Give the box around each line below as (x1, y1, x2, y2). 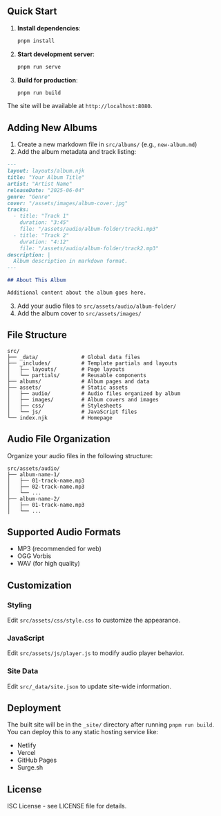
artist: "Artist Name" (7, 180, 73, 187)
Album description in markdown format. (13, 258, 128, 265)
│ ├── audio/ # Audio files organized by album (7, 390, 181, 397)
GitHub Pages (17, 756, 57, 765)
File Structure (7, 329, 67, 341)
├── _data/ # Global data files (7, 354, 140, 361)
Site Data (7, 666, 39, 676)
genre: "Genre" (7, 193, 51, 200)
